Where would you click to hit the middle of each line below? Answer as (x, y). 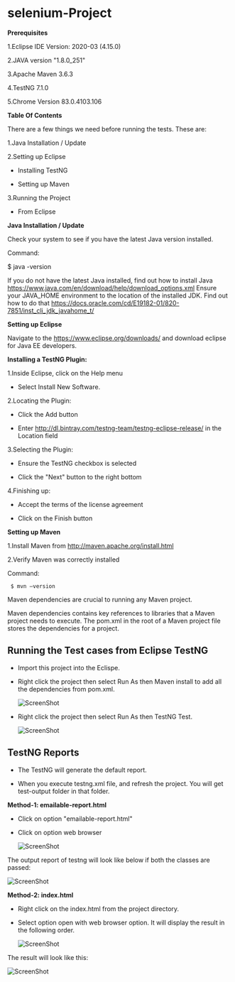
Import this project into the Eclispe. (69, 667)
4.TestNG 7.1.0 (28, 87)
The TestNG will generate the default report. (82, 770)
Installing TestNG (43, 170)
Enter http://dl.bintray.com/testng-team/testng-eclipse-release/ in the (120, 428)
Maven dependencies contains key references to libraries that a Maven (111, 613)
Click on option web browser (60, 832)
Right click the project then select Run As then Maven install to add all (120, 681)
